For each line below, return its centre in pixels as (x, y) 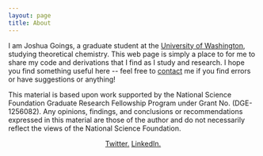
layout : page (30, 15)
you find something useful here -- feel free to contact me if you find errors (130, 70)
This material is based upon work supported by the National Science (120, 94)
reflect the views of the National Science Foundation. (95, 128)
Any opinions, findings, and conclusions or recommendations (143, 111)
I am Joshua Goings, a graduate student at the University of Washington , (127, 45)
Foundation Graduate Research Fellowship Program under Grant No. (120, 103)
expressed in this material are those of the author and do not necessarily (127, 120)
